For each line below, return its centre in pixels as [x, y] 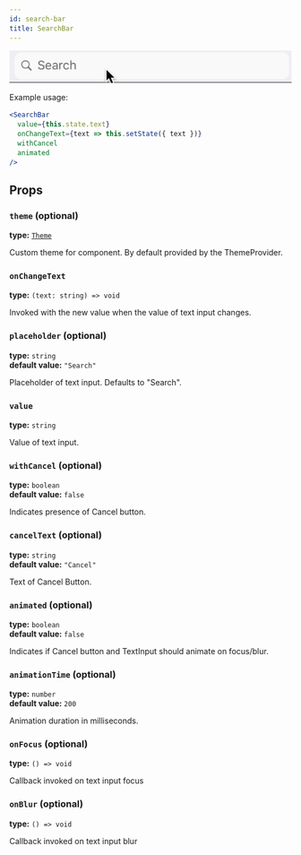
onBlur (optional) [46, 804]
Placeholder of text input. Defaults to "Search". [95, 382]
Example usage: [39, 98]
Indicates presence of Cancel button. [77, 512]
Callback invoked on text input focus [77, 781]
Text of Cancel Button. [51, 582]
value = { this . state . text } [64, 125]
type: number [33, 694]
